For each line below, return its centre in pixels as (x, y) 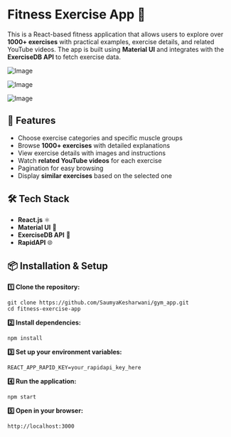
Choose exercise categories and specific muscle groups (100, 137)
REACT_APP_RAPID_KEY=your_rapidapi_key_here (74, 368)
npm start (22, 397)
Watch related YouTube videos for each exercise (90, 160)
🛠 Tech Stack (38, 199)
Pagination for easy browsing (60, 168)
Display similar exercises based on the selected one (95, 175)
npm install (25, 338)
